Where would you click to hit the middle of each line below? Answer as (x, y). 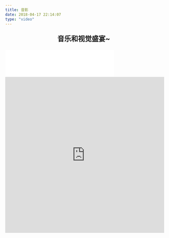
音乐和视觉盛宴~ (84, 39)
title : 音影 (17, 10)
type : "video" (20, 19)
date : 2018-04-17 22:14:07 (33, 15)
